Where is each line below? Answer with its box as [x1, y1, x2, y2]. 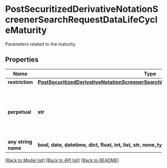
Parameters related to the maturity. [5, 41, 77, 47]
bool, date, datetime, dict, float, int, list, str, [37, 141, 142, 148]
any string [7, 138, 32, 145]
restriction [7, 79, 33, 85]
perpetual [7, 108, 31, 115]
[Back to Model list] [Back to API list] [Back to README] [5, 157, 119, 163]
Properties [5, 56, 39, 64]
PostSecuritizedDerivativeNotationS [5, 3, 159, 15]
